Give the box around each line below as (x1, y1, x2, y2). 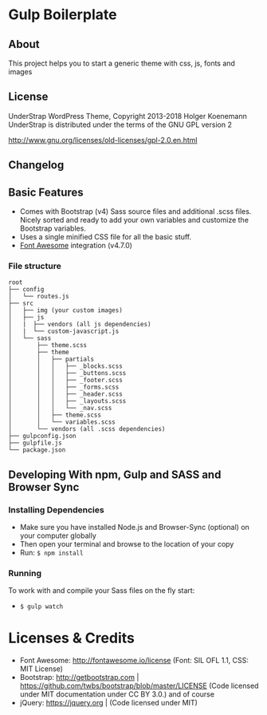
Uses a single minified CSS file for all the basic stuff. (19, 232, 192, 242)
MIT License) (19, 664, 64, 674)
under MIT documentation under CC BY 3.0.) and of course (19, 689, 215, 699)
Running (8, 567, 42, 579)
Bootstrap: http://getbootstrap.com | (19, 673, 139, 682)
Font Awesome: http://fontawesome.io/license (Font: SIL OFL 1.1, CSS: (19, 656, 249, 666)
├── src (8, 299, 34, 308)
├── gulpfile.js (8, 439, 62, 448)
